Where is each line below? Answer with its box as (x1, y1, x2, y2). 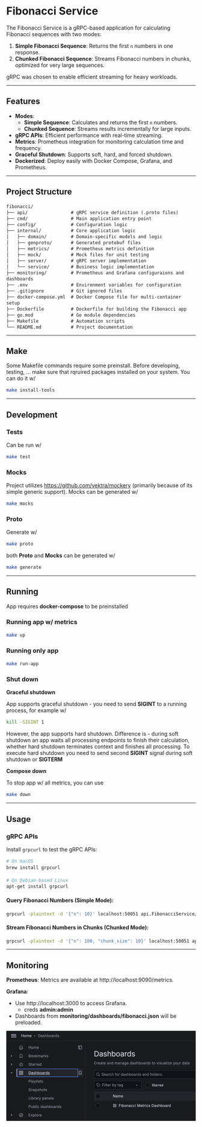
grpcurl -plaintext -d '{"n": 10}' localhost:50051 (6, 911, 138, 917)
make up (6, 632, 26, 639)
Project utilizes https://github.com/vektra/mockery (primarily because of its (6, 482, 193, 489)
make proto (6, 541, 34, 547)
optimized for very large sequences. (14, 62, 105, 69)
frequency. (14, 144, 42, 151)
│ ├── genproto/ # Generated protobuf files (6, 239, 141, 245)
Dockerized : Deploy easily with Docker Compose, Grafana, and (14, 157, 173, 164)
